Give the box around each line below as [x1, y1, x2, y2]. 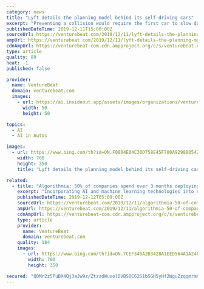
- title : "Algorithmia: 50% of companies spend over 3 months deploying [12, 183, 200, 189]
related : [6, 177, 29, 183]
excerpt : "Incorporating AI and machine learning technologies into [17, 189, 194, 195]
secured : [6, 273, 29, 279]
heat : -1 [6, 60, 29, 66]
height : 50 [22, 110, 50, 116]
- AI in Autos [12, 133, 47, 139]
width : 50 [22, 105, 47, 111]
